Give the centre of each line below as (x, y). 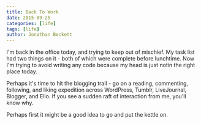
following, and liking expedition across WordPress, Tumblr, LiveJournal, (97, 90)
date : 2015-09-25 (28, 18)
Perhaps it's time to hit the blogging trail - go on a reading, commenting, (97, 84)
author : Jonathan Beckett (39, 35)
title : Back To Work (33, 12)
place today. (22, 71)
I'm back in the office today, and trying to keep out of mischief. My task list (100, 52)
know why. (20, 103)
